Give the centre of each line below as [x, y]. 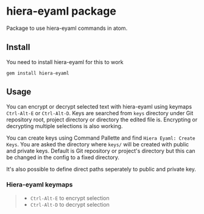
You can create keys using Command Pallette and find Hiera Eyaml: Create [101, 138]
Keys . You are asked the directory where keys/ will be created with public [98, 144]
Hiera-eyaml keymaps [40, 185]
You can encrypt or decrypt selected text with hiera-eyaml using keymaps [99, 106]
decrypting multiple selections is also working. [65, 126]
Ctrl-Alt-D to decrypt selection [70, 204]
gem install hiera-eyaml [38, 73]
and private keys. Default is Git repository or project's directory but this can [101, 151]
